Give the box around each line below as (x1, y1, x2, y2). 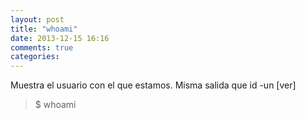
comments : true (10, 42, 74, 53)
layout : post (10, 14, 65, 25)
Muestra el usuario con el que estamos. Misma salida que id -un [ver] (10, 79, 297, 91)
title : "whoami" (10, 24, 78, 34)
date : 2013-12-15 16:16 (10, 33, 110, 43)
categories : (10, 52, 60, 62)
